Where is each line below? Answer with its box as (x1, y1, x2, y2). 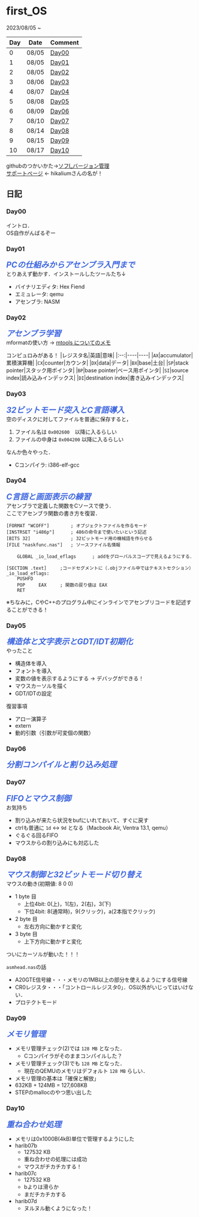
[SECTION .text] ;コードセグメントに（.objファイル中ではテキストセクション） (6, 565, 194, 571)
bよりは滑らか (23, 1183, 59, 1190)
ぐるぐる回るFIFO (14, 832, 59, 839)
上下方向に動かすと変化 (23, 938, 82, 945)
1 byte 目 (14, 893, 37, 900)
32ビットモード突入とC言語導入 (6, 405, 125, 415)
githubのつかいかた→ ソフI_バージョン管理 (6, 162, 110, 169)
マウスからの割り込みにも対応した (14, 839, 99, 846)
